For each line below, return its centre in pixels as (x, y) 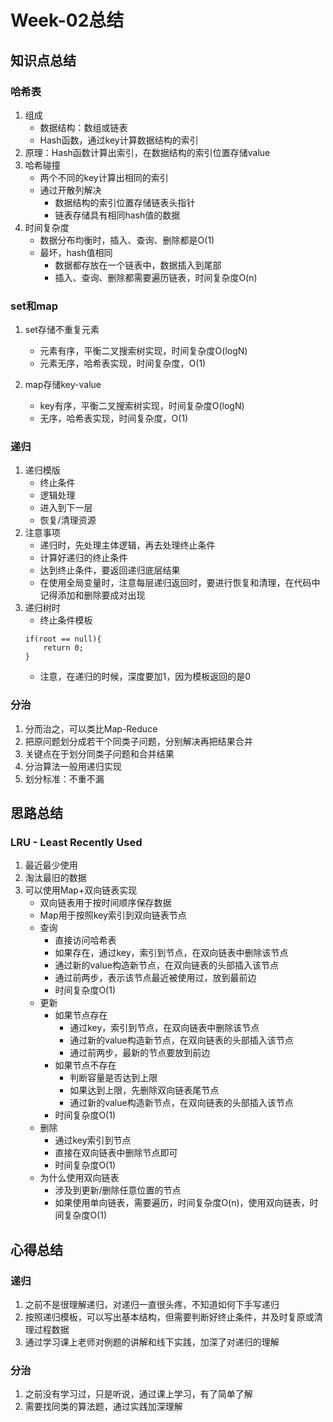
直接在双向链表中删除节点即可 (116, 1153)
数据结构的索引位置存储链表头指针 (125, 202)
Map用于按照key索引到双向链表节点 (113, 915)
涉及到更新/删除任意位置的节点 (118, 1190)
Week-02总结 (67, 20)
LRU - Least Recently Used (76, 843)
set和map (34, 306)
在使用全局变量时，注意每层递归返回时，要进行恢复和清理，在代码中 (180, 583)
